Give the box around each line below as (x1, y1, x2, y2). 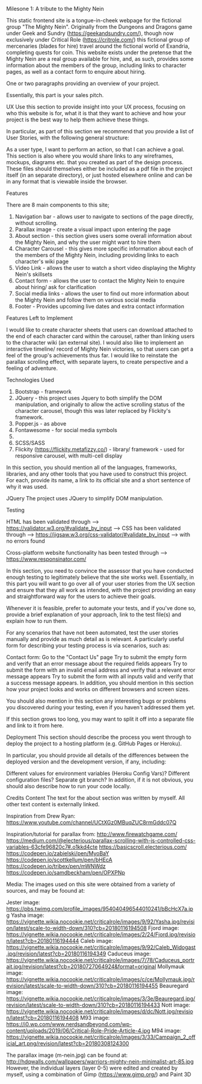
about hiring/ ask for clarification (14, 284, 96, 290)
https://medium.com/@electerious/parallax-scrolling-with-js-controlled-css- (6, 837, 196, 844)
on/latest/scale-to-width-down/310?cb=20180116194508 (6, 925, 147, 931)
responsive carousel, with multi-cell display (14, 452, 123, 459)
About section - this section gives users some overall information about (14, 232, 192, 239)
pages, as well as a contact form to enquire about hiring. (6, 68, 146, 75)
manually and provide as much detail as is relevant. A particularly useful (6, 636, 185, 642)
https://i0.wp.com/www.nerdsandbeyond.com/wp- (6, 1021, 132, 1028)
